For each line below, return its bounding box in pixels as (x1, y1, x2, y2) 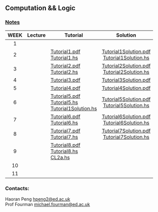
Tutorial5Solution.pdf (102, 96, 151, 103)
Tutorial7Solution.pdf (102, 127, 151, 134)
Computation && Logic (5, 4, 76, 12)
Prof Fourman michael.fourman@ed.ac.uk (5, 201, 90, 207)
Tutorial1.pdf (50, 48, 80, 55)
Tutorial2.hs (50, 68, 78, 75)
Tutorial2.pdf (50, 62, 80, 69)
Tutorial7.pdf (50, 127, 80, 134)
